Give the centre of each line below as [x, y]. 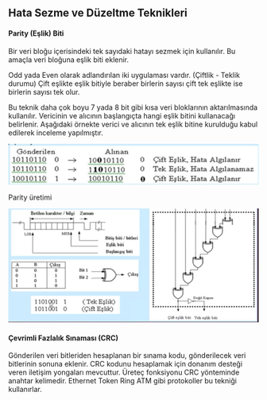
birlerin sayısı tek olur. [44, 91]
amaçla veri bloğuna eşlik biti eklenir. [69, 60]
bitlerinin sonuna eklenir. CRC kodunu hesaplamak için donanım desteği [126, 364]
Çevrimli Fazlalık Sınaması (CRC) [64, 338]
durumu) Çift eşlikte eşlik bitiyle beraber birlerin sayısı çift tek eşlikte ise [126, 83]
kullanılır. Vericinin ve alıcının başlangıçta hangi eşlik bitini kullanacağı [122, 115]
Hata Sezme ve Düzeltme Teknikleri [98, 13]
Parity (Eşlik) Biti [36, 33]
